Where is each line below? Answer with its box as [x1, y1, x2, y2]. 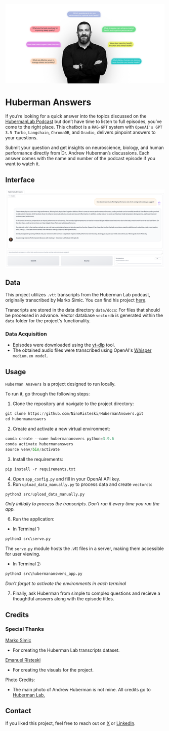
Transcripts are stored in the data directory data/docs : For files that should [5, 307, 160, 313]
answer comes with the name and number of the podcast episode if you [5, 156, 156, 162]
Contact [5, 707, 31, 715]
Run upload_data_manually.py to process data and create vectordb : [12, 481, 153, 487]
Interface [5, 175, 35, 184]
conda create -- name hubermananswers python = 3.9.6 [5, 436, 114, 441]
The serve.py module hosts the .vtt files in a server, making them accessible [5, 545, 164, 552]
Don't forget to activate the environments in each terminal [5, 581, 126, 587]
